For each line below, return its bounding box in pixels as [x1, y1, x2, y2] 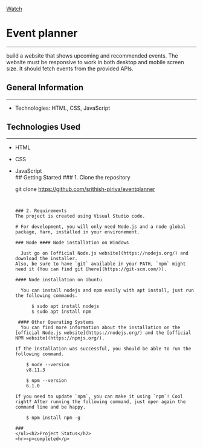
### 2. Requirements [14, 207, 67, 214]
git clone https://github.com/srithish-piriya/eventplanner [14, 185, 155, 193]
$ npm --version [26, 377, 67, 384]
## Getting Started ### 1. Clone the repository [14, 173, 131, 181]
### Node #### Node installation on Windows [14, 239, 129, 246]
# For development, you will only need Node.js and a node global [14, 224, 186, 230]
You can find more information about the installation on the [21, 324, 181, 330]
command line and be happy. [14, 404, 86, 410]
